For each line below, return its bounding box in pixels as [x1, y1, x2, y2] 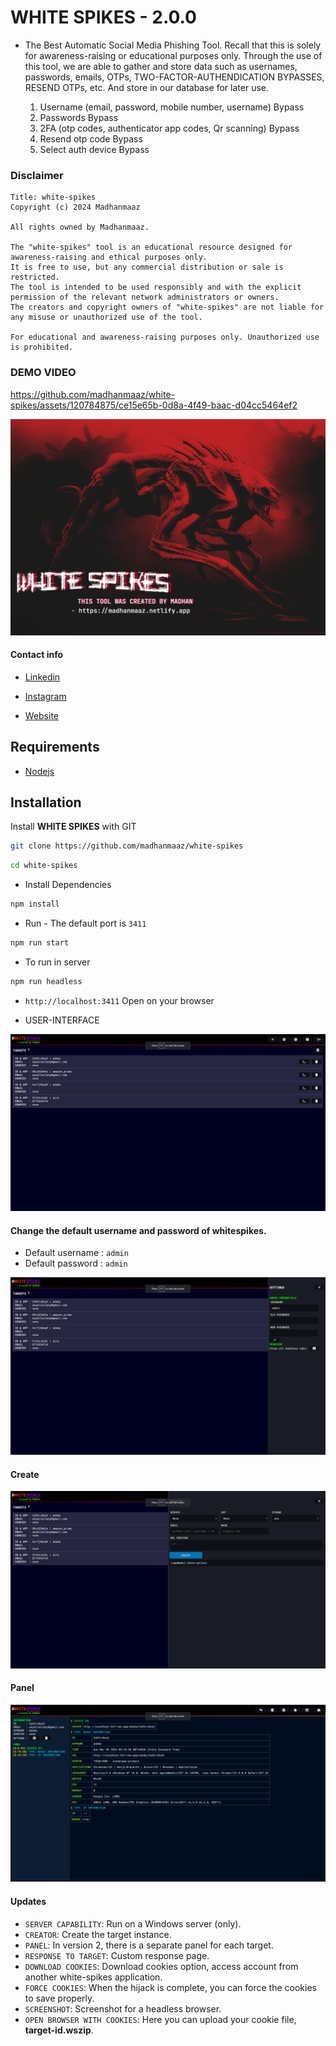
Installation [10, 794, 82, 811]
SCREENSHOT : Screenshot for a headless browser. [24, 2002, 222, 2015]
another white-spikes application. [24, 1971, 163, 1983]
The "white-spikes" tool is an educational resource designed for [10, 242, 293, 253]
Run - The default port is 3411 [24, 917, 147, 929]
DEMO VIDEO [10, 366, 77, 380]
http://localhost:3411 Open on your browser [24, 994, 215, 1006]
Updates [10, 1895, 47, 1907]
